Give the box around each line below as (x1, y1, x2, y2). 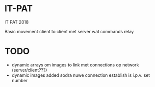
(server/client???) (11, 67, 47, 73)
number (11, 77, 28, 83)
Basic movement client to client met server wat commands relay (4, 28, 134, 34)
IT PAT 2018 (4, 19, 29, 25)
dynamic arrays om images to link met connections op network (11, 62, 139, 67)
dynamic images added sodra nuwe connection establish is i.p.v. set (11, 72, 150, 78)
